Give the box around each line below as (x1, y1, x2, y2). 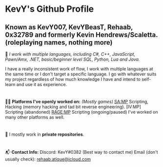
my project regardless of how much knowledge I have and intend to (5, 76, 141, 82)
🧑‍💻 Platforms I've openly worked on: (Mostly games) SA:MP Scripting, (5, 99, 149, 105)
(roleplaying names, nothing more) (5, 38, 113, 47)
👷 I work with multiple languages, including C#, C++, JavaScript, (5, 51, 136, 57)
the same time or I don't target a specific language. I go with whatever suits (5, 71, 157, 77)
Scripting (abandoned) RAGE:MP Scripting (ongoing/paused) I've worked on (5, 109, 159, 115)
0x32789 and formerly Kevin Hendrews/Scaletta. (5, 30, 158, 39)
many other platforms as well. (5, 114, 65, 120)
